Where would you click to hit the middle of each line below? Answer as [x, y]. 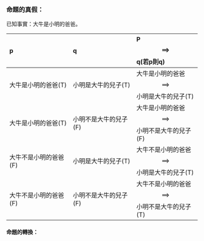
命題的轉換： [22, 232]
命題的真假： [25, 9]
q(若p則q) [151, 62]
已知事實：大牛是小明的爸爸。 [43, 24]
